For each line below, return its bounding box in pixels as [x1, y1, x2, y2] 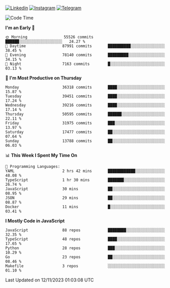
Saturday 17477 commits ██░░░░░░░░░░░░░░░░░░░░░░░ [5, 129, 165, 135]
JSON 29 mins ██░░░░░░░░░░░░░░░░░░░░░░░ [5, 195, 165, 201]
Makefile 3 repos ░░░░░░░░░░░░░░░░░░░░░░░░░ [5, 263, 165, 269]
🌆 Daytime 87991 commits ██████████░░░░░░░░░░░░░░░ [5, 43, 165, 49]
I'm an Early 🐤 [5, 25, 35, 31]
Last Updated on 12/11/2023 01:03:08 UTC [5, 277, 94, 283]
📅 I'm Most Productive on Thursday [5, 75, 82, 81]
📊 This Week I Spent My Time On [5, 152, 77, 158]
